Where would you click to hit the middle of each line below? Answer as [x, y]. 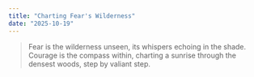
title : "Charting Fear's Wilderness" [72, 16]
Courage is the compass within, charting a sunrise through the [132, 55]
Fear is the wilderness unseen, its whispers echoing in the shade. [137, 46]
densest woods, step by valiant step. [89, 64]
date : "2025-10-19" [41, 24]
